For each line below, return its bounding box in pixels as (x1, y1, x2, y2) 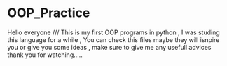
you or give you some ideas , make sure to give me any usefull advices (7, 43, 212, 51)
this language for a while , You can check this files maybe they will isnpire (7, 35, 220, 44)
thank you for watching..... (7, 51, 83, 59)
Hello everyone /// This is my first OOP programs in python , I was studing (7, 28, 221, 37)
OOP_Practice (7, 5, 90, 21)
